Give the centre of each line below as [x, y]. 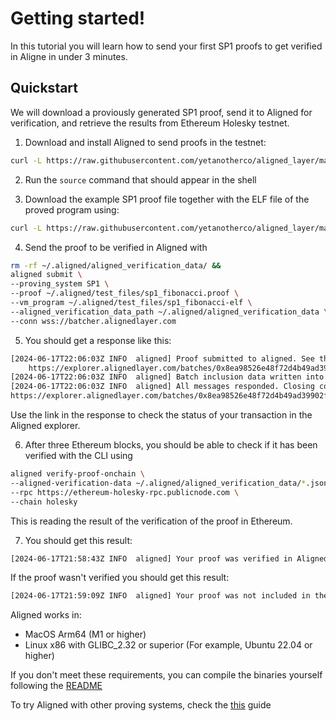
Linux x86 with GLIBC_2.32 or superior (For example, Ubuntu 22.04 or [168, 645]
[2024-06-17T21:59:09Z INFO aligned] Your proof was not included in [160, 596]
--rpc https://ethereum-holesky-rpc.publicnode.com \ [125, 492]
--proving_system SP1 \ [60, 284]
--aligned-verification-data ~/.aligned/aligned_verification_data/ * [158, 483]
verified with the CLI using [78, 455]
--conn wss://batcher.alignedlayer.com [93, 321]
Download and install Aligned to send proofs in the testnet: [145, 142]
